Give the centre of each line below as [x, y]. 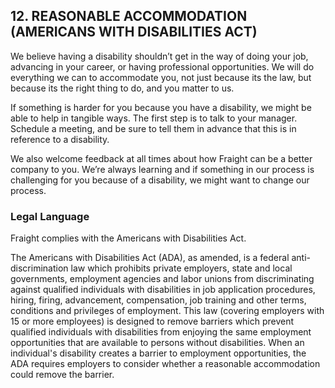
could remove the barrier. [62, 375]
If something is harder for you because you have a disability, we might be [161, 107]
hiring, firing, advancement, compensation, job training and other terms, [158, 300]
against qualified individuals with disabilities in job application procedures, [163, 290]
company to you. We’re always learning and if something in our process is [162, 169]
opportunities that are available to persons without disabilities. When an [157, 343]
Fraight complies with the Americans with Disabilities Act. [128, 238]
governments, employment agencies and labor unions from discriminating [162, 279]
